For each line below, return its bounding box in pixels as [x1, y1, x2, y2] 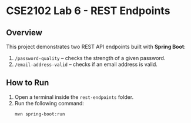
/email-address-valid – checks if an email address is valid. [14, 61, 158, 68]
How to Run [6, 78, 49, 88]
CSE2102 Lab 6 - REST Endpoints [6, 4, 170, 18]
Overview [6, 28, 43, 38]
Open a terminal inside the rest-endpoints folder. [14, 93, 134, 101]
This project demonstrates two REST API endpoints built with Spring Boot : [6, 43, 186, 50]
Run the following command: [14, 99, 84, 107]
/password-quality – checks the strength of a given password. [14, 55, 166, 61]
